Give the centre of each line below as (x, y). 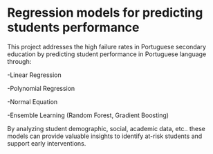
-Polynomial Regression (41, 88)
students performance (73, 27)
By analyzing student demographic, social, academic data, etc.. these (106, 128)
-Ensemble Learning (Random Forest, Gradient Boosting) (88, 115)
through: (19, 61)
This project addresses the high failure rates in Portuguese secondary (106, 46)
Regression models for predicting (105, 13)
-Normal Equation (33, 101)
